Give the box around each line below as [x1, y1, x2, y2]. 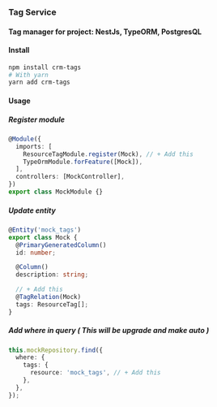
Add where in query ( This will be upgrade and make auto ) [8, 326, 210, 336]
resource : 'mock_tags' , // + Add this [29, 369, 161, 377]
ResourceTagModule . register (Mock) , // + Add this [23, 149, 194, 158]
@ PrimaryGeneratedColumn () [15, 240, 107, 249]
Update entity [8, 206, 57, 215]
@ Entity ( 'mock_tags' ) [8, 226, 82, 234]
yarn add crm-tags [8, 78, 70, 87]
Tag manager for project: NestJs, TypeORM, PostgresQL [8, 27, 202, 37]
